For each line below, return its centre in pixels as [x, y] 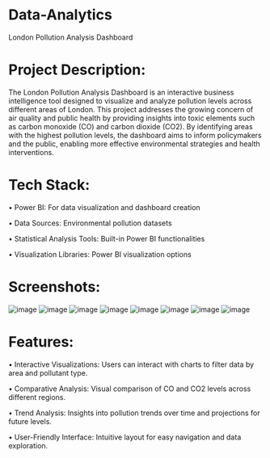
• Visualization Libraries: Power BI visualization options [100, 254]
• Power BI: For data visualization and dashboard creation [104, 207]
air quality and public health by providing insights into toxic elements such [132, 118]
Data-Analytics [61, 15]
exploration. [28, 445]
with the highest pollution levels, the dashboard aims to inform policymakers [135, 135]
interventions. [31, 152]
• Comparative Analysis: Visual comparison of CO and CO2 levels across [130, 389]
